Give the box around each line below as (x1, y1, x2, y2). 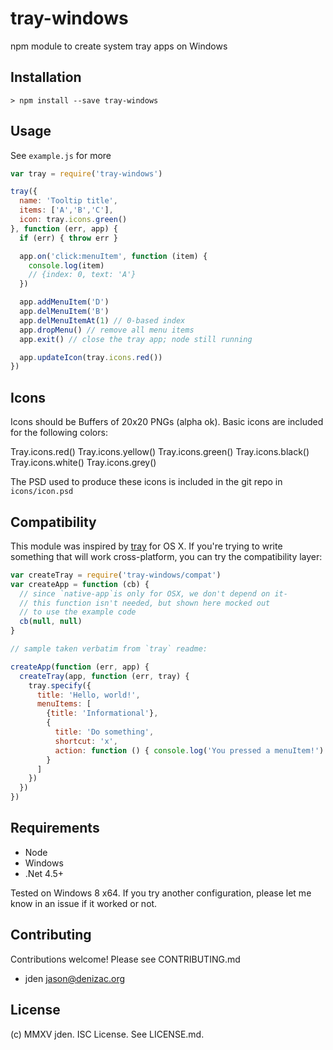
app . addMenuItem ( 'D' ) (19, 297, 110, 307)
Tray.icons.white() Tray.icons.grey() (10, 457, 157, 469)
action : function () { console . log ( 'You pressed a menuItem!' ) (54, 745, 325, 756)
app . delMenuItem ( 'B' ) (19, 307, 110, 317)
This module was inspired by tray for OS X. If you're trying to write (10, 540, 283, 552)
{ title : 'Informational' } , (46, 708, 159, 719)
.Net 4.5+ (24, 867, 65, 879)
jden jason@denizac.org (24, 972, 126, 984)
